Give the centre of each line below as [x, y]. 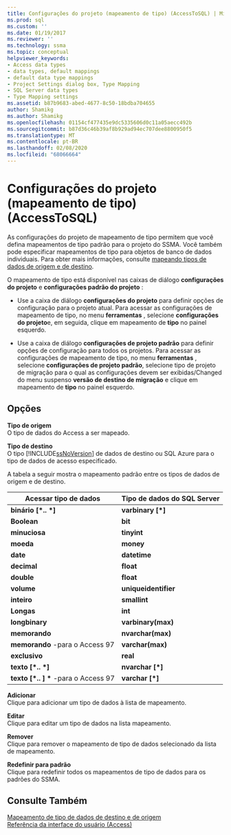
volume [23, 588]
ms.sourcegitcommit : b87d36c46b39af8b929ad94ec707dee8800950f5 [100, 129]
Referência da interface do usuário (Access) [70, 825]
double [22, 577]
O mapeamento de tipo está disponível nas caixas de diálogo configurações [115, 279]
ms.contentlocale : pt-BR [43, 142]
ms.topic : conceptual [38, 52]
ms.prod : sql [26, 20]
